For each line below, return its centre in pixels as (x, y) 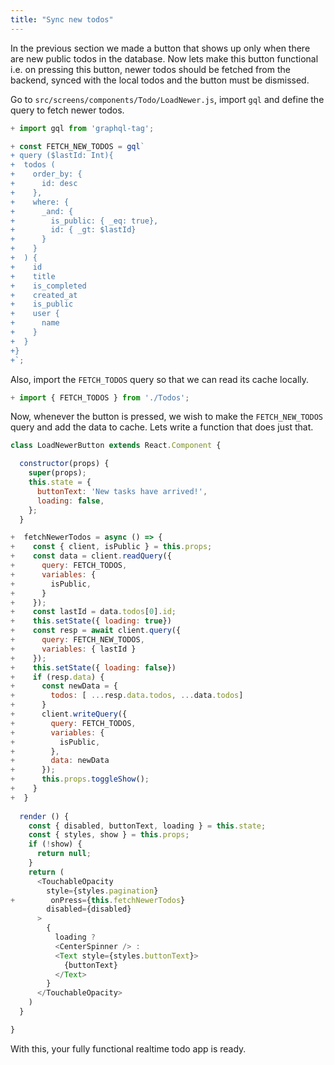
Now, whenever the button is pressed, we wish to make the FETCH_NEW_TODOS (166, 417)
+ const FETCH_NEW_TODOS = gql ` (77, 146)
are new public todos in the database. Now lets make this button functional (164, 58)
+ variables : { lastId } (73, 649)
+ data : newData (60, 761)
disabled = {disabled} (89, 909)
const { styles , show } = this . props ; (109, 835)
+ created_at (44, 295)
